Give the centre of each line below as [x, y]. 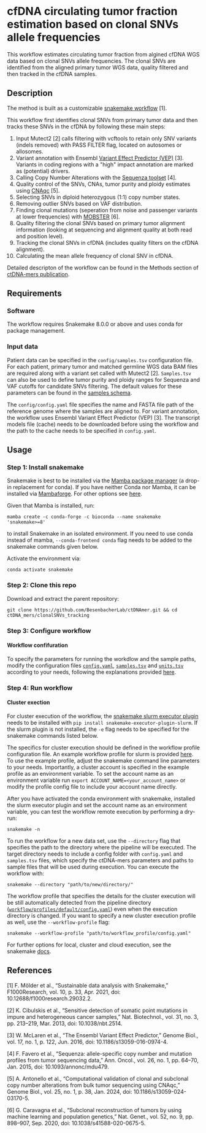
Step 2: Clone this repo [42, 586]
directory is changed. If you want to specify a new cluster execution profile [101, 915]
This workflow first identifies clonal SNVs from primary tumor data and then [102, 120]
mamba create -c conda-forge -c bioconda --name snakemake [84, 517]
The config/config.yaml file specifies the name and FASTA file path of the [100, 404]
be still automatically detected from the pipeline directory [79, 902]
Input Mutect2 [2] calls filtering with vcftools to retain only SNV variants [106, 138]
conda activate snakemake [40, 570]
